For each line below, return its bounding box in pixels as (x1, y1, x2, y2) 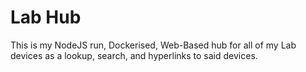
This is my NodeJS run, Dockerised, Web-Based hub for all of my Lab (10, 39, 297, 51)
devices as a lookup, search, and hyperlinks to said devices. (10, 49, 258, 61)
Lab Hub (10, 6, 82, 29)
